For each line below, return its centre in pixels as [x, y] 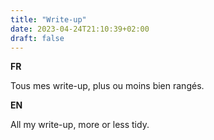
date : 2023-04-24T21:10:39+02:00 [80, 29]
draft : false [37, 38]
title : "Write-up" [48, 19]
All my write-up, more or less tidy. [80, 125]
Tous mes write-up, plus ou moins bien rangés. [107, 86]
